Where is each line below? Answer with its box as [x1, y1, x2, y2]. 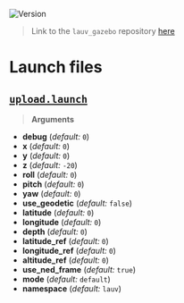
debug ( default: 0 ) [21, 131, 90, 142]
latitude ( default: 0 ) [21, 207, 95, 218]
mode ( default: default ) [21, 274, 112, 284]
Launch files [9, 57, 103, 78]
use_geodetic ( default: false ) [21, 198, 132, 208]
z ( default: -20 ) [21, 160, 78, 170]
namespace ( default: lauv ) [21, 283, 122, 294]
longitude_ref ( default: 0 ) [21, 246, 116, 256]
